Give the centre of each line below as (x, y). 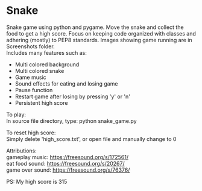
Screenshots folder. (31, 46)
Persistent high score (41, 102)
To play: (16, 114)
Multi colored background (47, 64)
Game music (30, 77)
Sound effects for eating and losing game (66, 83)
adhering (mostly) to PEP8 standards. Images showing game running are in (99, 40)
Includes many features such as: (47, 52)
